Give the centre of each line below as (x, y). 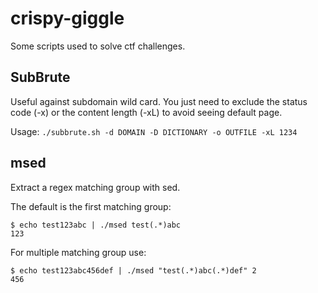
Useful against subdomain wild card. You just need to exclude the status (159, 101)
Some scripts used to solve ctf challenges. (98, 46)
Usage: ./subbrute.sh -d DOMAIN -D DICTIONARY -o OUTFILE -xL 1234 (154, 131)
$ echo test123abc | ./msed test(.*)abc (96, 225)
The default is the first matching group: (91, 206)
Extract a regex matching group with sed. (95, 187)
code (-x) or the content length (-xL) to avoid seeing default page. (146, 112)
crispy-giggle (67, 18)
